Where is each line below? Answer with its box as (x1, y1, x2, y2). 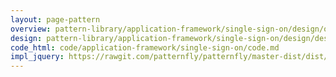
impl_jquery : (10, 52, 65, 62)
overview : (10, 24, 52, 34)
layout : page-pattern (10, 14, 101, 25)
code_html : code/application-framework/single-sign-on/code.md (10, 42, 280, 53)
